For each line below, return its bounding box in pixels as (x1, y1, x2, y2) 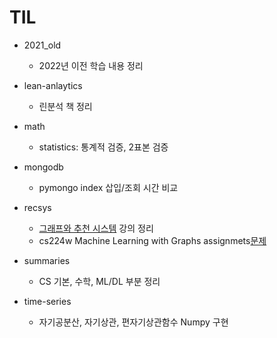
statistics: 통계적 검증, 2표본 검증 (38, 141, 169, 153)
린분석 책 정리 (38, 100, 93, 112)
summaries (23, 254, 71, 266)
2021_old (23, 39, 62, 51)
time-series (23, 295, 72, 307)
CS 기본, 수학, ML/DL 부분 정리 (38, 275, 161, 287)
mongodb (23, 161, 64, 173)
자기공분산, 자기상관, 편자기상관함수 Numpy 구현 (38, 316, 229, 328)
